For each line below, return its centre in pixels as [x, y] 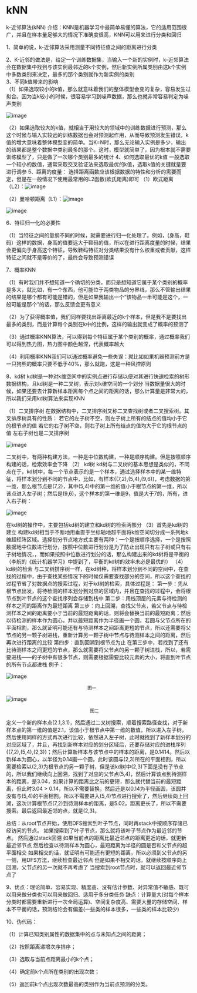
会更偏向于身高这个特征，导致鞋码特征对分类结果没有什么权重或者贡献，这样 [98, 250]
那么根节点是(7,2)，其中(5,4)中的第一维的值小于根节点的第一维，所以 [104, 486]
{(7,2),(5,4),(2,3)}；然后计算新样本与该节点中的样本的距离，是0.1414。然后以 [98, 752]
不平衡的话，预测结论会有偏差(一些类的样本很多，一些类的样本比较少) [95, 909]
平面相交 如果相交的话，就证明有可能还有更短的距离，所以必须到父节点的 [94, 852]
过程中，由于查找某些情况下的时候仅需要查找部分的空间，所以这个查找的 [103, 576]
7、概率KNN [21, 270]
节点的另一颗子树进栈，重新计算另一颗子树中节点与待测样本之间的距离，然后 [98, 635]
